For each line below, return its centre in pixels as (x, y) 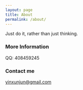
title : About (19, 15)
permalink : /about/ (26, 19)
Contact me (20, 71)
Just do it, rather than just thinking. (42, 34)
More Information (27, 47)
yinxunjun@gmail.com (28, 82)
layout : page (19, 10)
